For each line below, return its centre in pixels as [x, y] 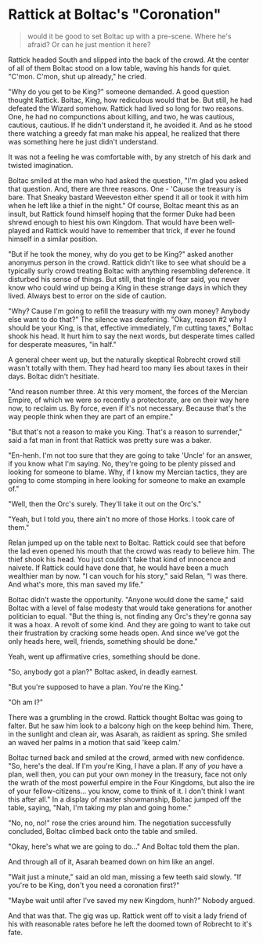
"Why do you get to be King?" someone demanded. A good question [119, 91]
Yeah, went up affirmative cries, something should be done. [104, 656]
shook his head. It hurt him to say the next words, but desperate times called [131, 336]
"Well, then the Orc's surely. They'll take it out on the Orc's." [105, 503]
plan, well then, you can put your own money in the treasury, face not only [128, 774]
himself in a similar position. [53, 239]
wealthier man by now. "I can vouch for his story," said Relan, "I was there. [128, 576]
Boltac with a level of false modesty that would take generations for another [130, 608]
